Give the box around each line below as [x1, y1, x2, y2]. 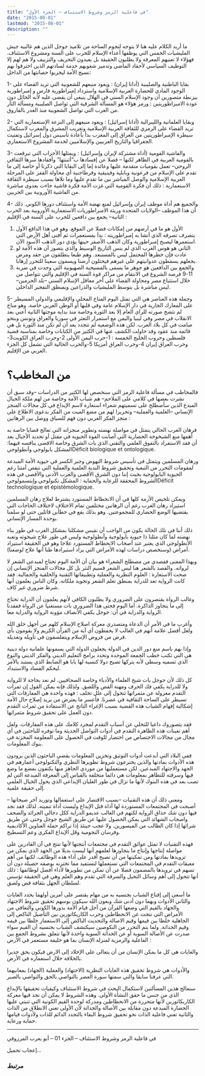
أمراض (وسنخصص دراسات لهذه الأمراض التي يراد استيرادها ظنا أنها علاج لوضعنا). [7, 546, 190, 553]
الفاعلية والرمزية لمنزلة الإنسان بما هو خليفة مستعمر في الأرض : [7, 936, 151, 944]
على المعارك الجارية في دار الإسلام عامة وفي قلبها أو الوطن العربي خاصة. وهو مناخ [7, 301, 193, 309]
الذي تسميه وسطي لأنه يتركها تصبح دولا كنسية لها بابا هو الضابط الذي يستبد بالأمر [7, 658, 188, 665]
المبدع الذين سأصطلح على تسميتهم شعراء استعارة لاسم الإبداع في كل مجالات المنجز [7, 401, 198, 409]
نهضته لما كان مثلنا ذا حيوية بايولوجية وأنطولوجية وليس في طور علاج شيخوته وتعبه [7, 533, 190, 540]
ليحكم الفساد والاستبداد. [7, 664, 61, 672]
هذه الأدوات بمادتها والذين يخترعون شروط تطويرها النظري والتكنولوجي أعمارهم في [7, 758, 195, 766]
